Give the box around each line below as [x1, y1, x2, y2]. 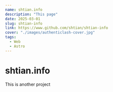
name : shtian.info [5, 7, 43, 12]
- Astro [9, 44, 25, 49]
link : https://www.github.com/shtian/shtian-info [5, 26, 109, 31]
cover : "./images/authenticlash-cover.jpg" [5, 30, 95, 35]
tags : [5, 35, 16, 40]
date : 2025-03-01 [5, 16, 41, 21]
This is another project [5, 81, 50, 87]
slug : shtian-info [5, 21, 43, 26]
